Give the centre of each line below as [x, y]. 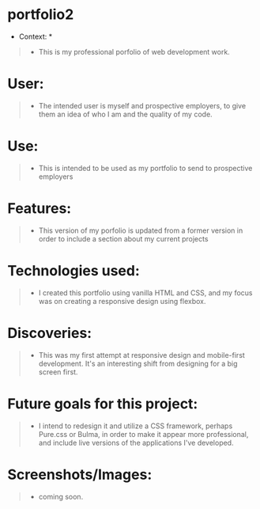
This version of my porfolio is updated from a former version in [141, 230]
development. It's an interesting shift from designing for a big [138, 363]
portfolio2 [41, 15]
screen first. [58, 372]
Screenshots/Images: [80, 475]
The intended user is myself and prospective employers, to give [142, 105]
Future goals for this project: [103, 403]
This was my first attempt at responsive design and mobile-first [142, 355]
